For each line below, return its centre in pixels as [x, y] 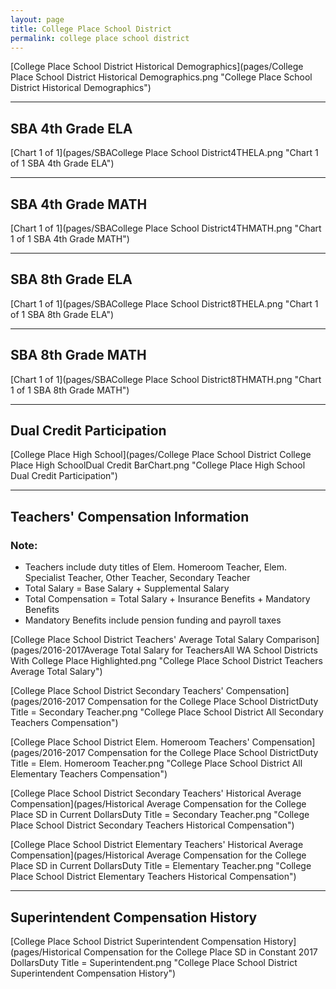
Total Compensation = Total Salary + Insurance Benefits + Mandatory [167, 599]
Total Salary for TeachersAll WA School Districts [219, 650]
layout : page [37, 19]
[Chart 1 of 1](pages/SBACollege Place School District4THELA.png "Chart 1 [164, 153]
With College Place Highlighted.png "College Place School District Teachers [166, 661]
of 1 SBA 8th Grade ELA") [62, 314]
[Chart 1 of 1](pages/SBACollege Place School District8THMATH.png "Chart [166, 379]
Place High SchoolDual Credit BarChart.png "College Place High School [158, 465]
